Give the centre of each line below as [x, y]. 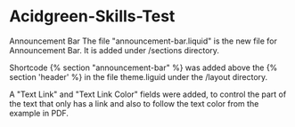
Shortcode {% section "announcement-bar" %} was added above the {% [143, 67]
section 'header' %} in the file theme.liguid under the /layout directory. [139, 76]
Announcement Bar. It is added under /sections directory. [115, 50]
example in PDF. [39, 113]
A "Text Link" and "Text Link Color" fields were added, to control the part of [148, 94]
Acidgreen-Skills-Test [92, 16]
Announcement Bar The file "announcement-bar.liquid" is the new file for [143, 41]
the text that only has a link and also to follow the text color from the [134, 103]
